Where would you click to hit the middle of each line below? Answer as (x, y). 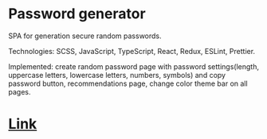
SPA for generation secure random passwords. (85, 36)
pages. (20, 91)
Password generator (77, 14)
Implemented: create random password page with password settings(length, (133, 66)
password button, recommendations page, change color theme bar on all (128, 83)
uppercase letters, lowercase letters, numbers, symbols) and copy (117, 75)
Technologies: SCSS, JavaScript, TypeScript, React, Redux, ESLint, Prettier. (132, 51)
